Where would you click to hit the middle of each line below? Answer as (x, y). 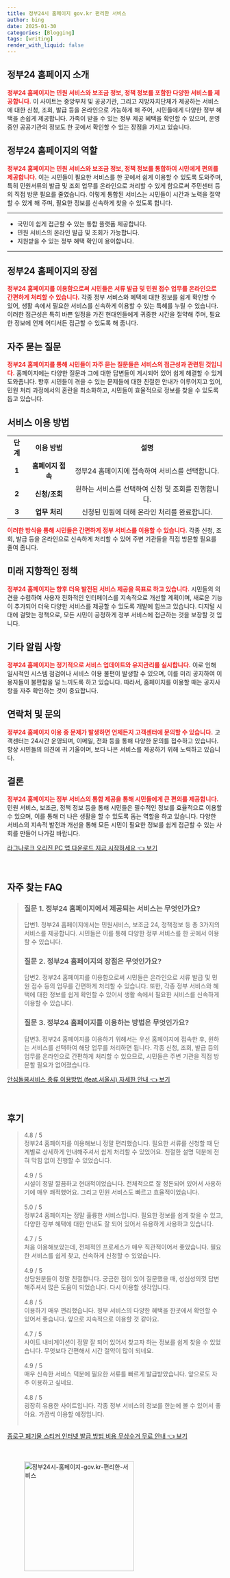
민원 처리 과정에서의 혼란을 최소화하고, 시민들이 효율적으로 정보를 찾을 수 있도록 (113, 390)
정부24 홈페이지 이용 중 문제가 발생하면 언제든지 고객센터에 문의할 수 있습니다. (110, 732)
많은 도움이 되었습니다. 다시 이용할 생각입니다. (109, 1287)
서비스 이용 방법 (38, 422)
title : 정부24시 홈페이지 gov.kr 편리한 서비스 (67, 13)
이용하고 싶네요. (52, 1383)
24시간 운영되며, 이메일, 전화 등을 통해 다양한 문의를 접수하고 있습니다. (125, 741)
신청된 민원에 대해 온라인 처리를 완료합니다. (147, 512)
